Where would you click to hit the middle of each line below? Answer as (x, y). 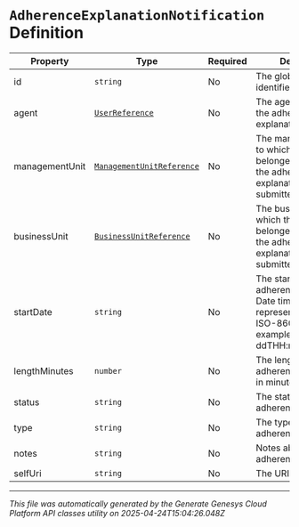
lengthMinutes (44, 370)
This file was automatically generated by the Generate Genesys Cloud (138, 503)
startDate (33, 312)
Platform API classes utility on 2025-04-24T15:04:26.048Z (117, 513)
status (27, 401)
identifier (275, 87)
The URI (273, 473)
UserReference (124, 113)
